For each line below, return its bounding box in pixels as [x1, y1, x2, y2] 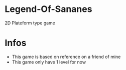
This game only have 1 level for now [12, 59, 86, 65]
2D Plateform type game [5, 20, 56, 26]
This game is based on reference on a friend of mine [12, 54, 121, 60]
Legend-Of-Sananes [5, 3, 92, 15]
